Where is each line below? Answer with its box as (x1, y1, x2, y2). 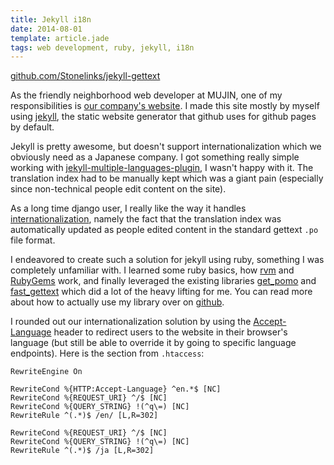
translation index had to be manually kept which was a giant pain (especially (10, 172, 324, 185)
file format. (10, 234, 56, 246)
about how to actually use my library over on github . (10, 296, 225, 308)
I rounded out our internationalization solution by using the (10, 316, 252, 328)
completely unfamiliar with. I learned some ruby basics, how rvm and (10, 264, 295, 276)
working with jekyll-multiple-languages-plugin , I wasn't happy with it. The (10, 162, 314, 174)
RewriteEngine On (10, 367, 83, 377)
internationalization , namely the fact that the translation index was (10, 213, 282, 225)
